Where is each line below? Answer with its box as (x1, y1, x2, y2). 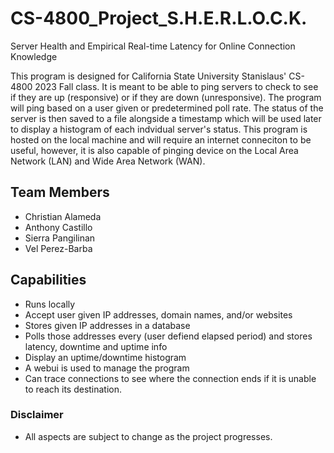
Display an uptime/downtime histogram (24, 351, 187, 363)
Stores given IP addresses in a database (24, 319, 191, 331)
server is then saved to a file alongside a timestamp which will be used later (10, 112, 322, 124)
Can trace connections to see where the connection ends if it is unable (24, 372, 317, 384)
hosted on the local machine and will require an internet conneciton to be (10, 133, 312, 146)
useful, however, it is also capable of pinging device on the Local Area (10, 144, 299, 156)
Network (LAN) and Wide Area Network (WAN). (10, 155, 206, 167)
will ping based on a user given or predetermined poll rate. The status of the (10, 102, 324, 114)
